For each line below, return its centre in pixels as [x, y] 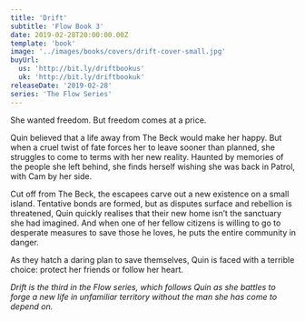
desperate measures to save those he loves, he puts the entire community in [153, 232]
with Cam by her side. [51, 176]
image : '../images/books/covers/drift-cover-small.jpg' [118, 52]
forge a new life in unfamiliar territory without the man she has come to [144, 296]
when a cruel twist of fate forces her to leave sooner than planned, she [143, 147]
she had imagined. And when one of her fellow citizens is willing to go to [146, 223]
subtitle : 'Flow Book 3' [57, 26]
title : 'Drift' [39, 18]
